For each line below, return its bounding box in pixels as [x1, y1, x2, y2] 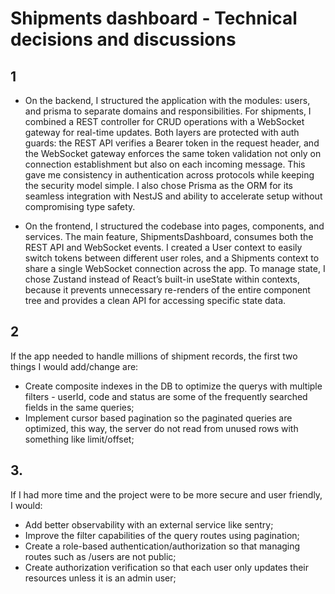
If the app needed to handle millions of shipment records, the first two [10, 350, 298, 362]
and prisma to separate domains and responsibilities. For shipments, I [24, 105, 312, 117]
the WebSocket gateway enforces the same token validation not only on [24, 148, 322, 159]
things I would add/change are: [10, 360, 139, 372]
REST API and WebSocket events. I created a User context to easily [24, 242, 303, 253]
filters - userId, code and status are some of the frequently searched [24, 390, 308, 402]
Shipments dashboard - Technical [10, 7, 298, 30]
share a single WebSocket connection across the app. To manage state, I [24, 263, 326, 274]
